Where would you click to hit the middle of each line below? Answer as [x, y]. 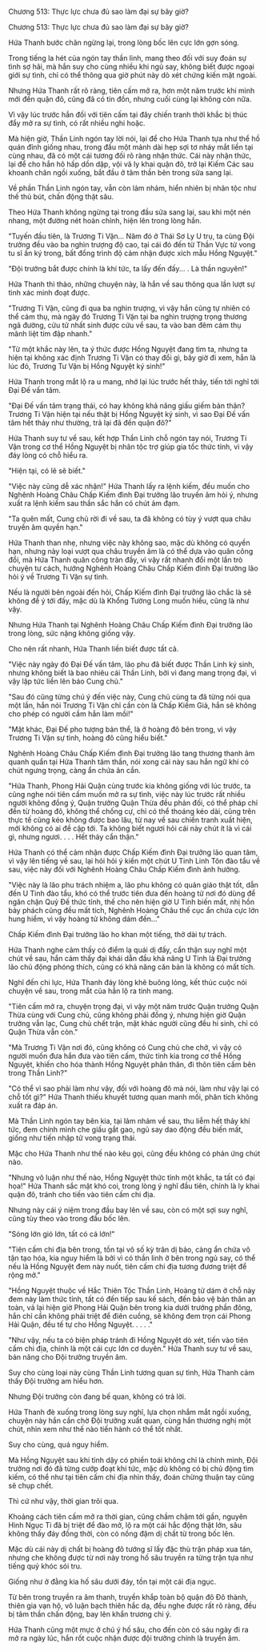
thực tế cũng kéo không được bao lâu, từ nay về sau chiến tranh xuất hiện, [131, 820]
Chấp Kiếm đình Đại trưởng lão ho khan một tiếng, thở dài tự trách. [118, 934]
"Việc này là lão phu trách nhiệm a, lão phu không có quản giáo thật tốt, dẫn [133, 885]
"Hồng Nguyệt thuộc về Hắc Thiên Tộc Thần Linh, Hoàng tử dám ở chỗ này [132, 1290]
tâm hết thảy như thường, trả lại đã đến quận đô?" [90, 423]
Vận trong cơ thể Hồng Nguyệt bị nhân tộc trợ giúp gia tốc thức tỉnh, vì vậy [131, 447]
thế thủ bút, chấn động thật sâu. [61, 196]
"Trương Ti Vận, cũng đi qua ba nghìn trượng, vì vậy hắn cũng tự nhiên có [129, 308]
